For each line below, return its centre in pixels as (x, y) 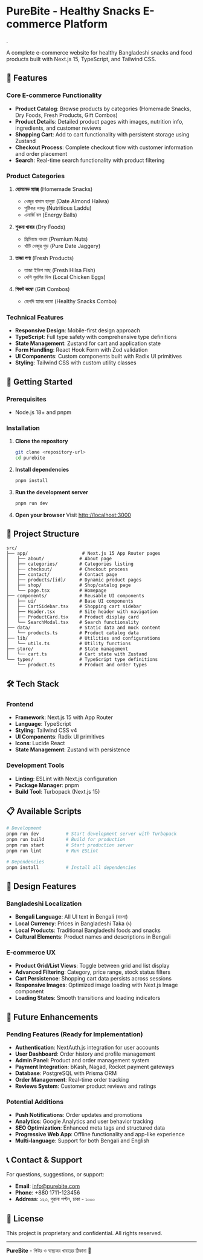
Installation (23, 427)
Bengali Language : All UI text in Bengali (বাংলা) (71, 917)
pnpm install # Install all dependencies (71, 867)
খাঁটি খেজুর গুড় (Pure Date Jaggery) (62, 246)
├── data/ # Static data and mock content (84, 628)
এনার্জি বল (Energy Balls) (50, 215)
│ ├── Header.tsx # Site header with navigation (82, 612)
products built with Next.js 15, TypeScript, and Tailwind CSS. (81, 59)
